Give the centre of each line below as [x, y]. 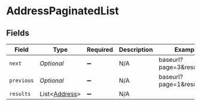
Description [136, 50]
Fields [18, 33]
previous [22, 81]
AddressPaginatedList [63, 11]
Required [100, 50]
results [20, 94]
